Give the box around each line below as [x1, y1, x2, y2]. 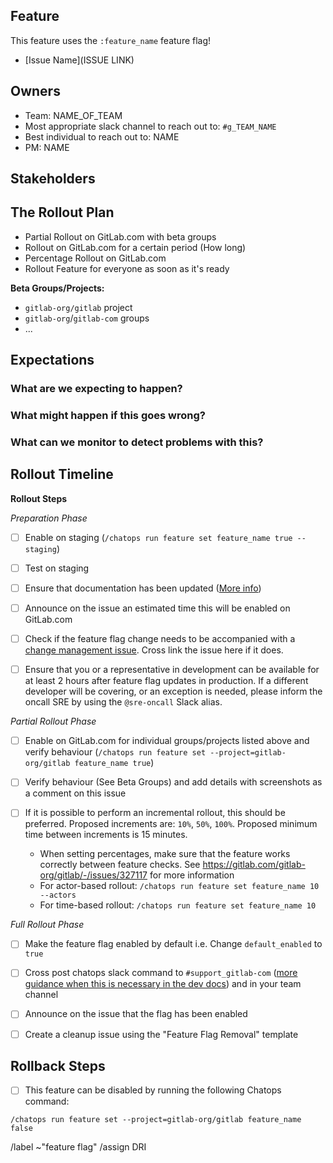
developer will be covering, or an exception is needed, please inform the [24, 685, 323, 698]
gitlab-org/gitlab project [24, 301, 133, 313]
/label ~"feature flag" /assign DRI [10, 1141, 147, 1153]
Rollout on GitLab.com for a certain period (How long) [24, 241, 247, 253]
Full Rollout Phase [10, 919, 85, 931]
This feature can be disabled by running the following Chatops [24, 1084, 282, 1096]
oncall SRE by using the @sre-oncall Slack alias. [24, 696, 223, 708]
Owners [10, 83, 61, 100]
